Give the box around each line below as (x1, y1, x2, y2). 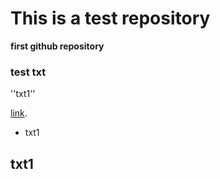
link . (10, 107, 28, 119)
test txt (10, 65, 47, 79)
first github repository (10, 40, 105, 52)
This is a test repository (10, 7, 211, 30)
